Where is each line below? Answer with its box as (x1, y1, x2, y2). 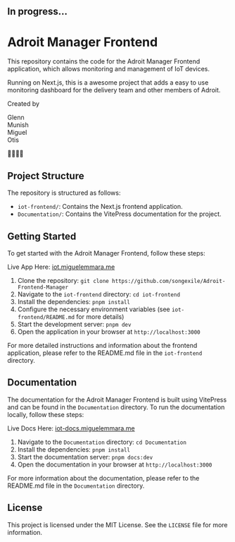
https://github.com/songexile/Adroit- (111, 277, 226, 284)
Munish (7, 121, 30, 129)
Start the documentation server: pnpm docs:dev (17, 452, 153, 461)
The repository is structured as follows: (7, 188, 121, 197)
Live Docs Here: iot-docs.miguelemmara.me (7, 423, 135, 433)
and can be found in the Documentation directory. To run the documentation (7, 402, 225, 411)
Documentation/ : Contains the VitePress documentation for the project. (17, 210, 222, 218)
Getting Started (7, 230, 77, 242)
